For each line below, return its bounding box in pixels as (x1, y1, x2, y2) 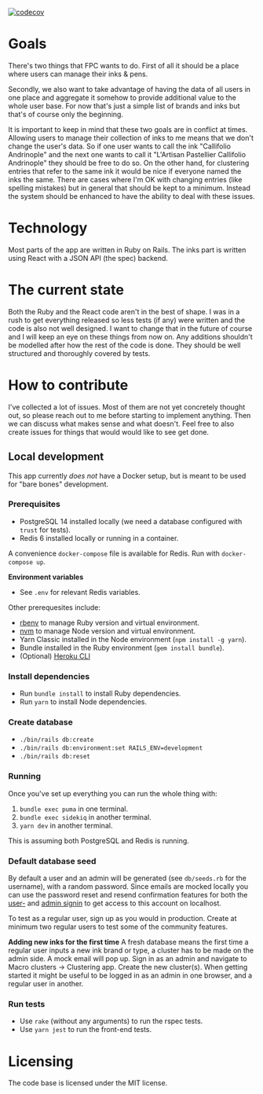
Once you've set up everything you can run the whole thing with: (8, 788, 217, 798)
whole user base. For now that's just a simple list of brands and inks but (8, 101, 241, 110)
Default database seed (8, 855, 97, 866)
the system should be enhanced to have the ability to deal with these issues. (8, 191, 255, 200)
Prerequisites (8, 499, 60, 510)
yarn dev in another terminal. (19, 820, 113, 830)
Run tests (8, 998, 46, 1009)
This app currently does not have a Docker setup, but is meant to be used (8, 471, 247, 480)
